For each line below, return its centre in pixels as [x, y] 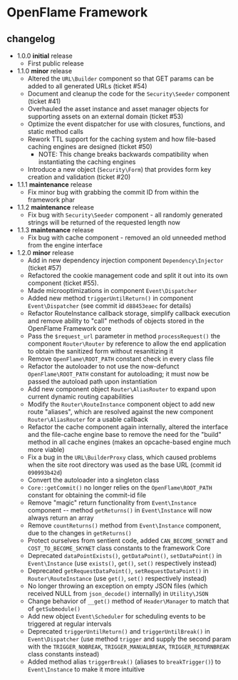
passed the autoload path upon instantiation [92, 381]
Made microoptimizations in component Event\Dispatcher [112, 290]
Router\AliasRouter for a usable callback [88, 419]
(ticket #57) [45, 268]
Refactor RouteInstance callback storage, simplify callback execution [129, 313]
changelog [31, 39]
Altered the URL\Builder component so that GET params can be [121, 78]
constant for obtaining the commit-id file [87, 495]
